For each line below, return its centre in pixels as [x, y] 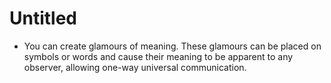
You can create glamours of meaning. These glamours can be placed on [172, 46]
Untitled [43, 18]
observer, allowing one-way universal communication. [135, 67]
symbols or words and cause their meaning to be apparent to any [158, 56]
